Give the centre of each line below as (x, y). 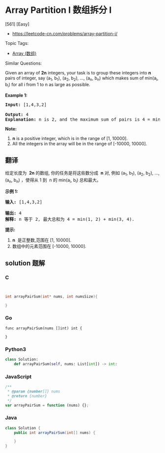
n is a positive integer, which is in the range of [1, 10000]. (70, 138)
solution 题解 (25, 263)
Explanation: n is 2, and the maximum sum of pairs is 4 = (78, 119)
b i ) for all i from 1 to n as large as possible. (48, 85)
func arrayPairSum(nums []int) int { (44, 328)
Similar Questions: (24, 63)
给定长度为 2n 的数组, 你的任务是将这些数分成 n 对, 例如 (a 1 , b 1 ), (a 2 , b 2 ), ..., (82, 174)
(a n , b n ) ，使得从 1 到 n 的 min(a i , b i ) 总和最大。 (53, 180)
